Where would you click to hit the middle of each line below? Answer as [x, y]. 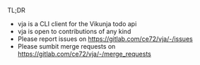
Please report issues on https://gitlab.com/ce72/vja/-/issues [105, 39]
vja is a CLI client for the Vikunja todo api [77, 24]
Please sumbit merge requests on [66, 46]
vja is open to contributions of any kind [74, 31]
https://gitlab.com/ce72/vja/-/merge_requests [84, 54]
